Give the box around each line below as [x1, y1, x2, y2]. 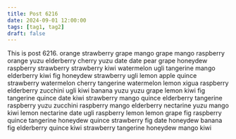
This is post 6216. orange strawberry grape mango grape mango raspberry [7, 49, 225, 58]
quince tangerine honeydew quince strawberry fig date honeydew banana [7, 117, 223, 125]
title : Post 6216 [7, 10, 58, 18]
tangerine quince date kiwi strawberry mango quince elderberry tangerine [7, 94, 223, 102]
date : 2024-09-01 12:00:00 [7, 17, 87, 24]
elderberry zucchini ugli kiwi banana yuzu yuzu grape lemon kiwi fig [7, 86, 206, 95]
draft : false [7, 29, 46, 37]
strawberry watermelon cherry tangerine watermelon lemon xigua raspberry [7, 79, 229, 88]
